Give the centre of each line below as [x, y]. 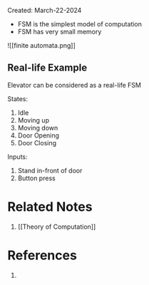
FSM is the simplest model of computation [80, 24]
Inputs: [17, 157]
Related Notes [50, 207]
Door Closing [37, 142]
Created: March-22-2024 [45, 10]
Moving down [38, 128]
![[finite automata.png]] [42, 45]
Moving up [34, 120]
